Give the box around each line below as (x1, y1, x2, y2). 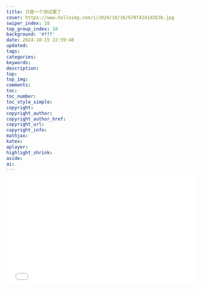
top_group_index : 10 (6, 25, 59, 32)
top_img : (6, 76, 28, 82)
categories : (6, 54, 36, 60)
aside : (6, 155, 23, 161)
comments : (6, 82, 31, 88)
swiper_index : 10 (6, 20, 50, 26)
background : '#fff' (6, 31, 56, 38)
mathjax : (6, 133, 28, 139)
